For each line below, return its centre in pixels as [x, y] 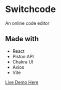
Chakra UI [23, 62]
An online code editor [27, 23]
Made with [22, 39]
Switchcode [30, 9]
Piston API [23, 56]
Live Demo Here [22, 82]
